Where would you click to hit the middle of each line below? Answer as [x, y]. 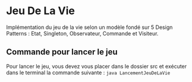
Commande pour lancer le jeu [62, 52]
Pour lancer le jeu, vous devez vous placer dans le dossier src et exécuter [97, 66]
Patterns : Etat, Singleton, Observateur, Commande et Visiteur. [82, 33]
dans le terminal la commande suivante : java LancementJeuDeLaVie [88, 73]
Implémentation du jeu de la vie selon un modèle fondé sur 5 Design [89, 27]
